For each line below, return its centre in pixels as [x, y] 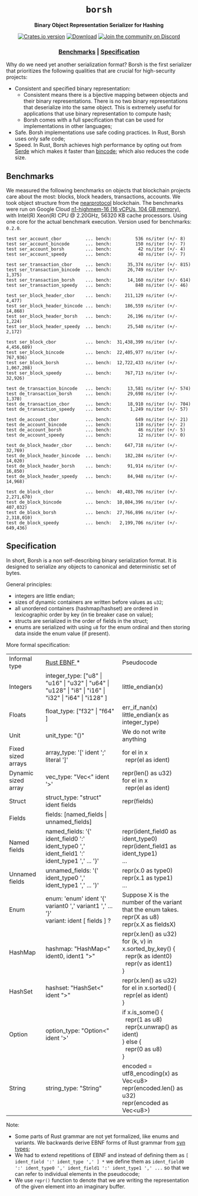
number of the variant [152, 902]
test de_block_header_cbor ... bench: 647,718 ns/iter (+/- [92, 446]
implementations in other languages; [68, 126]
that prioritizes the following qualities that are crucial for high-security [91, 71]
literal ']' [57, 760]
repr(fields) [138, 801]
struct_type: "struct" [73, 797]
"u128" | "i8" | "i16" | [75, 690]
